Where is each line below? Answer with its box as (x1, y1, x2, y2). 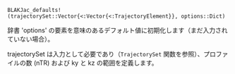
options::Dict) (181, 13, 226, 20)
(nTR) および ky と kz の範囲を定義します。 (33, 58, 158, 67)
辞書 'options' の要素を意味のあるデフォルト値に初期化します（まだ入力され (7, 26, 228, 35)
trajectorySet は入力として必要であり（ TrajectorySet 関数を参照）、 (7, 50, 204, 58)
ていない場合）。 (7, 35, 54, 43)
